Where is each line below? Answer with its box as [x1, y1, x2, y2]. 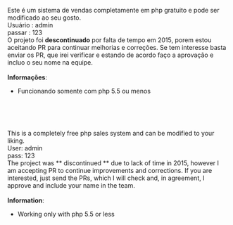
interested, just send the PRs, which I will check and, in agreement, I [7, 174, 205, 182]
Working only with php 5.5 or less [17, 210, 115, 218]
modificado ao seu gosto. [7, 13, 82, 22]
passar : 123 [7, 28, 43, 37]
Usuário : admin [7, 21, 53, 29]
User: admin [7, 144, 43, 152]
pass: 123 [7, 151, 35, 160]
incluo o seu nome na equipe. [7, 58, 94, 66]
